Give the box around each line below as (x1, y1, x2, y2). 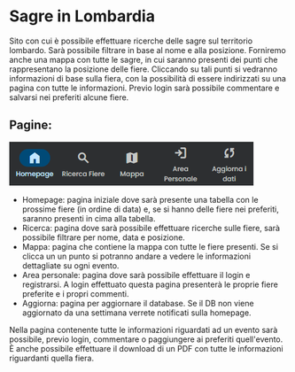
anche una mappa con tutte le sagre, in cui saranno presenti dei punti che (9, 54, 278, 65)
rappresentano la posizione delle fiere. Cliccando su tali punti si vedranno (9, 64, 277, 74)
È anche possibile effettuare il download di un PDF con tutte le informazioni (9, 343, 283, 353)
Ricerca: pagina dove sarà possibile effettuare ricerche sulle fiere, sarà (21, 222, 281, 233)
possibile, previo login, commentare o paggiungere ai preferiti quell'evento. (9, 334, 283, 345)
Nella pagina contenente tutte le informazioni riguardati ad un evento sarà (9, 324, 278, 335)
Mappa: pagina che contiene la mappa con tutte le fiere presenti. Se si (21, 241, 279, 252)
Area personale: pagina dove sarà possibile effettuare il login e (21, 269, 251, 280)
